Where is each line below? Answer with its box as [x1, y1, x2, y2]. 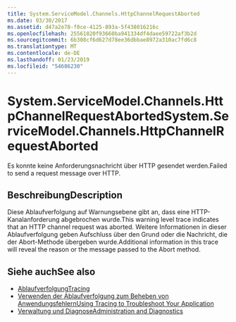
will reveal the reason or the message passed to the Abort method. [7, 245, 201, 254]
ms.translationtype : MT [7, 43, 77, 50]
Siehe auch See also [7, 266, 96, 278]
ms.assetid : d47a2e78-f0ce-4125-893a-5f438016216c [7, 23, 159, 30]
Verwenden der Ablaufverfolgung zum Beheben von [17, 292, 169, 300]
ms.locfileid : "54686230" [7, 63, 83, 70]
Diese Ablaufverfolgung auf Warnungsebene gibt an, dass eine [7, 208, 190, 216]
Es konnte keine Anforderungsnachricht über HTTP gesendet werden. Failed [7, 161, 228, 170]
